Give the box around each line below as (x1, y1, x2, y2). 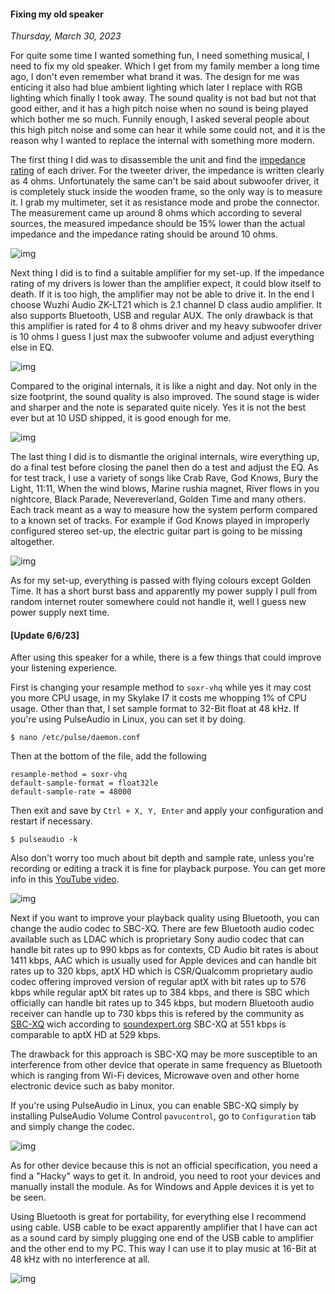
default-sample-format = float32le (10, 778, 159, 789)
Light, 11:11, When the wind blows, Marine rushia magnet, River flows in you (10, 483, 320, 495)
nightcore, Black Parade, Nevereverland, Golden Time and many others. (10, 493, 307, 505)
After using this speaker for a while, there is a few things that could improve (10, 651, 322, 664)
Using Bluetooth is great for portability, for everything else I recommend (10, 1211, 307, 1223)
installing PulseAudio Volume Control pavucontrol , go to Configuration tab (10, 1110, 317, 1122)
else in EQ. (10, 341, 55, 354)
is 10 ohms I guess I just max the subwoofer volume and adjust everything (10, 331, 315, 343)
